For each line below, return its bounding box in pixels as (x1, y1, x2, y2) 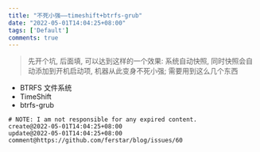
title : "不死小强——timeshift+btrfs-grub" (8, 11, 143, 20)
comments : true (8, 33, 59, 42)
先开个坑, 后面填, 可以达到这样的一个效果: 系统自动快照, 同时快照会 (27, 56, 246, 66)
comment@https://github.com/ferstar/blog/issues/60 (8, 136, 183, 145)
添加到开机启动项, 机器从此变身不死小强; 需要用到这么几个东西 (34, 66, 239, 76)
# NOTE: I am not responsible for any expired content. (8, 116, 197, 123)
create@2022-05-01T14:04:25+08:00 (8, 123, 123, 131)
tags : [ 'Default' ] (8, 26, 69, 34)
